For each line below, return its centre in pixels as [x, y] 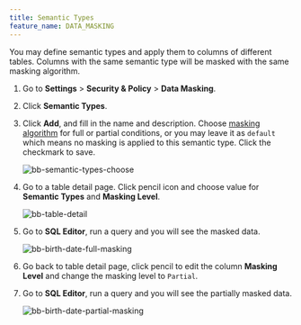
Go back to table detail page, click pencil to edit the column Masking [150, 266]
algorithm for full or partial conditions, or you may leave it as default [149, 132]
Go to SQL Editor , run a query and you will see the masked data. [141, 231]
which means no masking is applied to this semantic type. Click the [146, 142]
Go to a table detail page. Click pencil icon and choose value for [141, 186]
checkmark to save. [59, 152]
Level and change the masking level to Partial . [110, 275]
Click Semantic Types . [65, 105]
